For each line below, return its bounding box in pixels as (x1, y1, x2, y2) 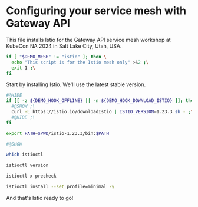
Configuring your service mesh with (6, 4, 187, 18)
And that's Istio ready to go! (6, 194, 74, 201)
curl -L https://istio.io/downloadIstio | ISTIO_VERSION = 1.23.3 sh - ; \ (11, 109, 194, 115)
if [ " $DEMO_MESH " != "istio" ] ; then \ (6, 54, 107, 60)
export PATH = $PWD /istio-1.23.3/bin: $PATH (6, 130, 110, 136)
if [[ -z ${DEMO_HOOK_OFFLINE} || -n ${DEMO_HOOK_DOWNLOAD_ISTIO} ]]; (6, 98, 183, 104)
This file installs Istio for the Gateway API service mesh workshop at (6, 36, 171, 43)
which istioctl (6, 152, 44, 157)
